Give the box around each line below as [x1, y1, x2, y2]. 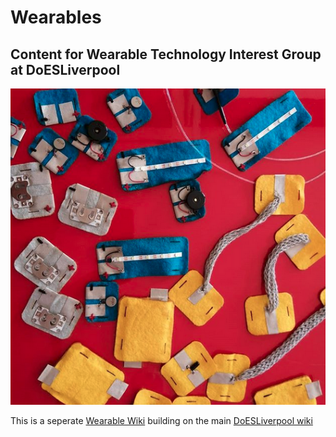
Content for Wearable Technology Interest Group [10, 46, 322, 63]
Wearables [10, 6, 102, 29]
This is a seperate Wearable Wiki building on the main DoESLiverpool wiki [10, 414, 313, 426]
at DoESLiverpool [10, 61, 121, 78]
